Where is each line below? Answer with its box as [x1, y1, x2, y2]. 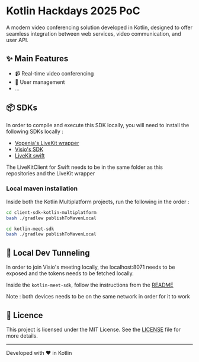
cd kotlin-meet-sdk [6, 226, 54, 232]
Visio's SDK [14, 146, 43, 153]
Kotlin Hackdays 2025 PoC [6, 4, 140, 18]
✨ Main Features [6, 53, 69, 64]
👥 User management [14, 78, 65, 86]
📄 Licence [6, 310, 43, 320]
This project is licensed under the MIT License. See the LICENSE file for [6, 326, 181, 333]
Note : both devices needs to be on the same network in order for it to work [6, 293, 191, 300]
